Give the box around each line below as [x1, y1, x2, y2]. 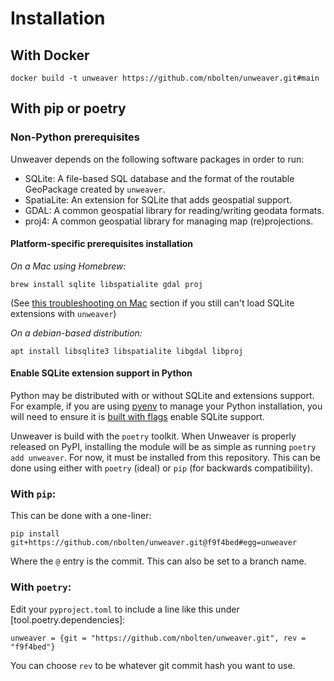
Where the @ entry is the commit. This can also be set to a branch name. [10, 555, 307, 567]
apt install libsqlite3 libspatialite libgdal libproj [10, 346, 244, 356]
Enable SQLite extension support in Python [10, 367, 193, 379]
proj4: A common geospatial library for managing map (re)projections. [24, 215, 314, 227]
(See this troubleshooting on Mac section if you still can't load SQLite [10, 297, 295, 309]
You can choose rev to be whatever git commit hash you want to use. [10, 659, 296, 671]
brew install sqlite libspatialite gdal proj [10, 279, 203, 289]
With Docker [10, 47, 90, 64]
